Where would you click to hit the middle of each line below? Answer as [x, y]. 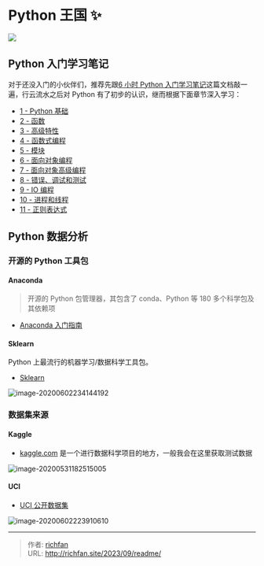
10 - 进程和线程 [44, 199]
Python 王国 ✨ [55, 15]
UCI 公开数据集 [44, 505]
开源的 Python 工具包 [48, 261]
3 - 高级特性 [39, 131]
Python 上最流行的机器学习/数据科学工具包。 [81, 362]
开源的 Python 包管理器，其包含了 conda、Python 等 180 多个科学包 [137, 298]
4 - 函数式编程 [43, 140]
